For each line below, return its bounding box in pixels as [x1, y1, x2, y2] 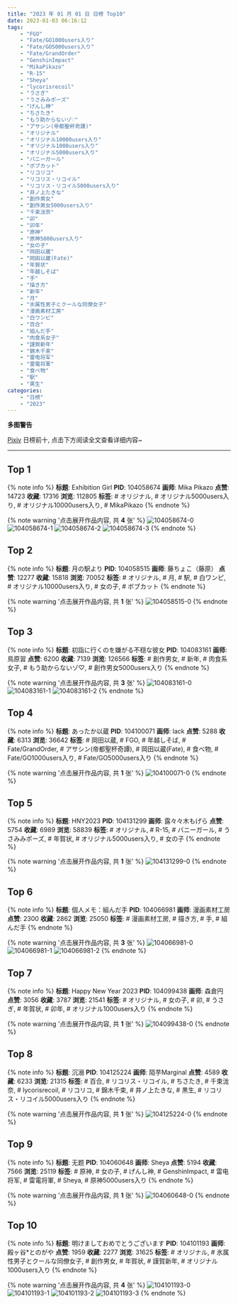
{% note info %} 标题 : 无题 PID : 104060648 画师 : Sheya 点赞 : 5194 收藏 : [7, 1158, 217, 1166]
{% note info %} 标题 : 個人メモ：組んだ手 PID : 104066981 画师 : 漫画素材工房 [7, 905, 231, 914]
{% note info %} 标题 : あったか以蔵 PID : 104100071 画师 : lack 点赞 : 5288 [7, 726, 218, 735]
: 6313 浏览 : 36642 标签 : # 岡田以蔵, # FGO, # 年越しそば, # [13, 735, 186, 744]
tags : [7, 23, 23, 31]
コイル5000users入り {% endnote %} [25, 1094, 136, 1103]
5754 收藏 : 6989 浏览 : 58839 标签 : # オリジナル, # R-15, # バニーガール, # [7, 826, 223, 834]
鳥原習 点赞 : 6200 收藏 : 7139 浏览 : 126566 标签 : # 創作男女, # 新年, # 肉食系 [7, 654, 228, 663]
